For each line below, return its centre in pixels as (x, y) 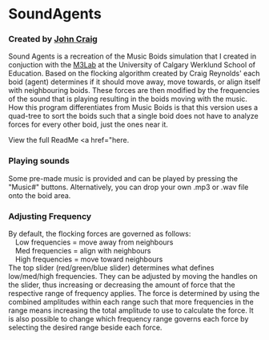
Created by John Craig (53, 39)
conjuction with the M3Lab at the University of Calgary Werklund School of (132, 65)
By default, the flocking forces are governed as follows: (100, 234)
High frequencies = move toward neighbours (89, 259)
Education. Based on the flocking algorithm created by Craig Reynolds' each (134, 74)
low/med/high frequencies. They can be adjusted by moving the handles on (133, 277)
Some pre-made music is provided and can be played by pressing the (123, 178)
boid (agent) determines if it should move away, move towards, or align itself (134, 82)
